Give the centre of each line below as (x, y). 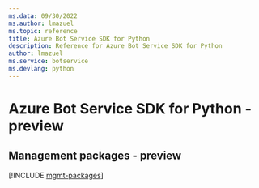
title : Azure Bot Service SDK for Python (79, 38)
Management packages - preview (95, 156)
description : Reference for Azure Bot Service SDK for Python (115, 46)
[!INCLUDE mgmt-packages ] (56, 175)
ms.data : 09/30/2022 (43, 16)
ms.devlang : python (41, 69)
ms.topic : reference (43, 31)
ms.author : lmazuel (41, 23)
